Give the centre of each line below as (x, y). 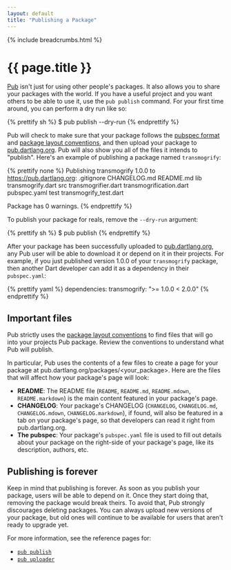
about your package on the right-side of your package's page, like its (115, 442)
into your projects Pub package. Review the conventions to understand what (115, 342)
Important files (40, 318)
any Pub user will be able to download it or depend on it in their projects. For (115, 254)
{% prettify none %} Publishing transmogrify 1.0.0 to (81, 171)
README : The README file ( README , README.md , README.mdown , (104, 391)
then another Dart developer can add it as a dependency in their (98, 268)
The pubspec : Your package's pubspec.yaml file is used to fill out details (119, 435)
